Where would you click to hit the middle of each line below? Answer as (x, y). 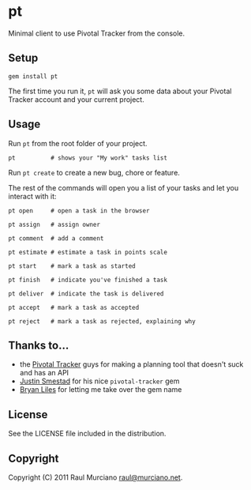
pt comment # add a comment (56, 238)
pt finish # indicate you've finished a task (88, 280)
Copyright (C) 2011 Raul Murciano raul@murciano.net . (96, 477)
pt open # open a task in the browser (79, 211)
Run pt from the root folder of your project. (78, 143)
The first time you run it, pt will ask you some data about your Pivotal (120, 91)
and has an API (44, 373)
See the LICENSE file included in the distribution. (87, 434)
